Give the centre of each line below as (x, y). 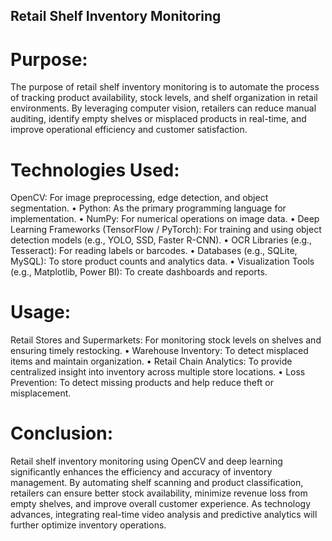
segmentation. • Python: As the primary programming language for (148, 208)
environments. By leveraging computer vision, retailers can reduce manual (163, 108)
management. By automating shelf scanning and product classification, (157, 483)
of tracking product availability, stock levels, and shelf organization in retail (164, 98)
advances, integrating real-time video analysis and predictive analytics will (164, 515)
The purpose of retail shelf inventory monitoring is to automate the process (165, 87)
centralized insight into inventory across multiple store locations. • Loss (158, 372)
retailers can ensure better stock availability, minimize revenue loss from (159, 493)
